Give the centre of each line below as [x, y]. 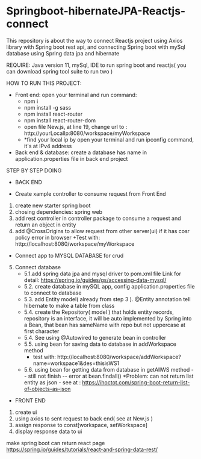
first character [42, 331]
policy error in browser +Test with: [57, 237]
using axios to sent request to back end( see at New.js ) [84, 418]
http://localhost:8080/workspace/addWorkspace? [119, 357]
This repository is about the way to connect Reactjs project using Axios [94, 40]
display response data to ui [48, 431]
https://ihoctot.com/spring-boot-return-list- [136, 382]
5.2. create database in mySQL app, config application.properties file [109, 286]
